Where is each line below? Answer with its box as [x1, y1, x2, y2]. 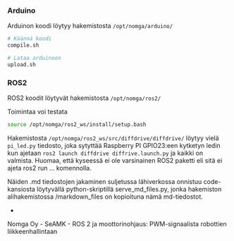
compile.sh [7, 42, 39, 49]
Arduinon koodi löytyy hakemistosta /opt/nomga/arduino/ [7, 22, 173, 30]
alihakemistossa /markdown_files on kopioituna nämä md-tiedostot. [7, 192, 203, 201]
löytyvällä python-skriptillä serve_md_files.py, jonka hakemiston [36, 185, 222, 193]
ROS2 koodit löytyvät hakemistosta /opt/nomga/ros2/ [7, 94, 161, 102]
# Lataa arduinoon [7, 55, 61, 62]
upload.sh [7, 61, 37, 68]
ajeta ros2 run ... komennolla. [7, 163, 92, 172]
